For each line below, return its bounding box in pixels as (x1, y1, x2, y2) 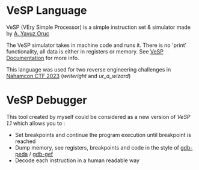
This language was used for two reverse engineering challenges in (6, 65, 171, 73)
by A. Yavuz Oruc (6, 29, 49, 37)
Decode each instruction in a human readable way (14, 157, 140, 164)
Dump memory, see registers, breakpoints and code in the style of (14, 144, 179, 151)
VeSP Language (6, 4, 87, 17)
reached (14, 138, 36, 145)
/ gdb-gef (29, 150, 53, 157)
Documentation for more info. (6, 54, 79, 61)
